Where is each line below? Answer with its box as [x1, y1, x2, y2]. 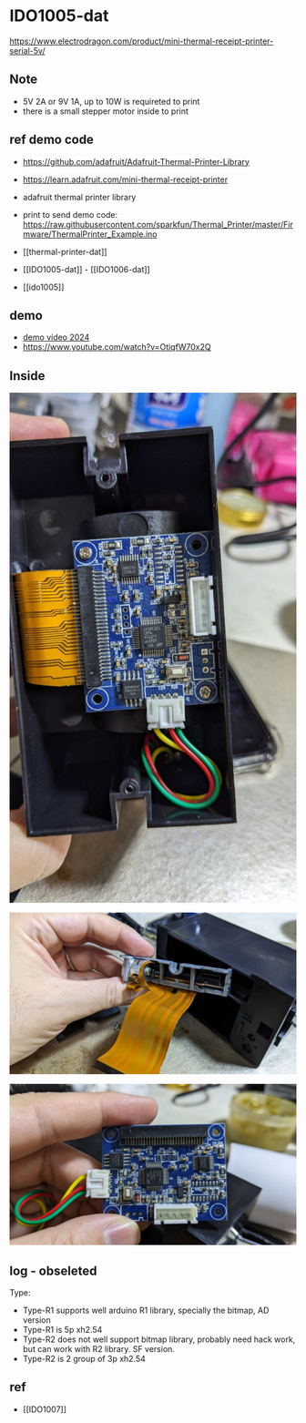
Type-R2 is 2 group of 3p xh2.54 [22, 1354, 146, 1364]
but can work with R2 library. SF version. [22, 1344, 176, 1354]
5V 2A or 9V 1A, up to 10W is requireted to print [22, 96, 200, 107]
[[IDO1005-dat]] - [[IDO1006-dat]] [22, 263, 150, 274]
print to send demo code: [22, 209, 118, 220]
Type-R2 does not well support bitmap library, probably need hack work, [22, 1334, 296, 1345]
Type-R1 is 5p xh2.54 [22, 1325, 103, 1335]
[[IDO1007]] [22, 1404, 66, 1415]
